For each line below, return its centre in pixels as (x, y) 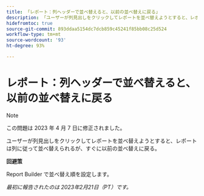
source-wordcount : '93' (36, 40)
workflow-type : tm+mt (34, 35)
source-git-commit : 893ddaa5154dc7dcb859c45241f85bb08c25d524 (87, 29)
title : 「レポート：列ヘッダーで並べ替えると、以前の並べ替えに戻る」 (83, 12)
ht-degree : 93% (25, 46)
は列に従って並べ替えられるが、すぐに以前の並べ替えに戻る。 (83, 148)
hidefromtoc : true (29, 23)
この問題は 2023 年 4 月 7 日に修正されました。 (66, 127)
